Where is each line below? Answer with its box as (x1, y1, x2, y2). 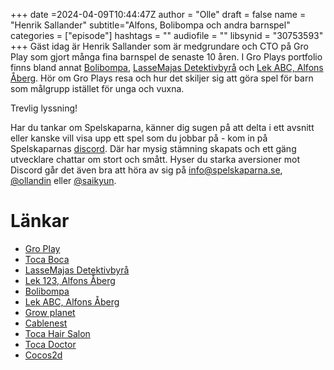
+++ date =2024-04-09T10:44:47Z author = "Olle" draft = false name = (10, 9, 307, 20)
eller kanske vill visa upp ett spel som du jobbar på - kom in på (10, 132, 268, 144)
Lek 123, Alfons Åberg (24, 274, 116, 286)
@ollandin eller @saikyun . (10, 175, 117, 186)
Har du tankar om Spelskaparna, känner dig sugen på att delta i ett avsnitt (10, 122, 315, 133)
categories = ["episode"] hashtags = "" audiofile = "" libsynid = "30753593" (10, 30, 324, 41)
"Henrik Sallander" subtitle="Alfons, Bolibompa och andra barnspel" (10, 19, 291, 31)
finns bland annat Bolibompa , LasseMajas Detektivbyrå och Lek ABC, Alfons (10, 62, 324, 73)
